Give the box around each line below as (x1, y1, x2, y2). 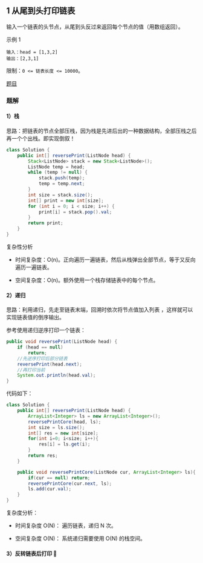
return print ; (28, 220, 63, 226)
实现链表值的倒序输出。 (6, 314, 65, 321)
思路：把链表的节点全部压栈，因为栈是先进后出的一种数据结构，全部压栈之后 (6, 127, 197, 135)
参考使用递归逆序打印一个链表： (6, 327, 86, 334)
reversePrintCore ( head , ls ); (28, 419, 101, 425)
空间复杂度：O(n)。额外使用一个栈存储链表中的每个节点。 (14, 276, 159, 284)
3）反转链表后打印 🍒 (6, 550, 57, 557)
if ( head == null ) (17, 344, 63, 350)
